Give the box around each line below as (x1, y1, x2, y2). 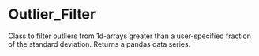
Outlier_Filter (8, 5, 96, 23)
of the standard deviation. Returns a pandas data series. (8, 39, 191, 48)
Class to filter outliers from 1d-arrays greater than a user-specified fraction (8, 31, 251, 40)
